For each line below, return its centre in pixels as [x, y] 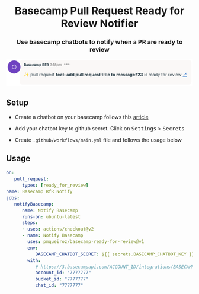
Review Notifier [99, 23]
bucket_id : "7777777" [62, 279]
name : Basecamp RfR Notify [39, 192]
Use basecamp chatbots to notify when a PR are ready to [99, 42]
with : [34, 260]
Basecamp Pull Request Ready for [99, 11]
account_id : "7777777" [63, 273]
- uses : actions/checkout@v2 [58, 229]
